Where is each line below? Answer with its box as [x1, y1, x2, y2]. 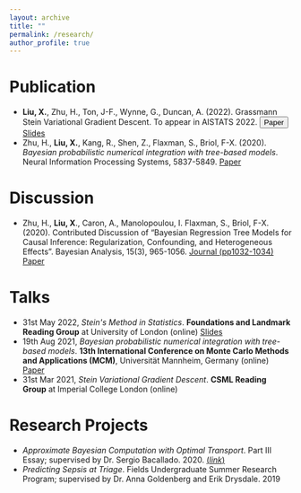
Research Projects [9, 415, 149, 436]
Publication [9, 77, 96, 97]
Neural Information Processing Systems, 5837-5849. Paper [21, 156, 242, 167]
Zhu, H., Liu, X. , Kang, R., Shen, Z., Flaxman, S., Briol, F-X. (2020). [21, 137, 267, 148]
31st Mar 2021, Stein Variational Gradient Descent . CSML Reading [21, 374, 267, 385]
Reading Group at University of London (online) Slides [21, 327, 223, 338]
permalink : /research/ [9, 30, 94, 39]
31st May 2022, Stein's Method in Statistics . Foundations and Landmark [21, 317, 291, 328]
